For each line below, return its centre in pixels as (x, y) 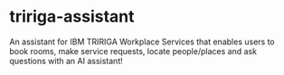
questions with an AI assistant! (66, 61)
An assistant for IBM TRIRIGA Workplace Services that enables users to (142, 42)
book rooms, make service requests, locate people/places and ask (133, 51)
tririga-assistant (72, 17)
